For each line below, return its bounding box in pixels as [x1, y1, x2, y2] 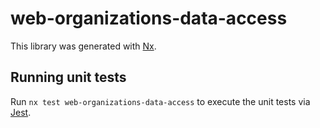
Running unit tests [10, 69, 127, 86]
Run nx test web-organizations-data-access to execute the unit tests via [10, 95, 311, 107]
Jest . [10, 106, 32, 118]
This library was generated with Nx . [10, 40, 157, 52]
